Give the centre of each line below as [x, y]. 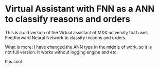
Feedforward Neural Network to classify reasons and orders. [66, 38]
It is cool [14, 61]
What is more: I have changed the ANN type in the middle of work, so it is [79, 47]
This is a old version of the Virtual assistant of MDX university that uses [77, 32]
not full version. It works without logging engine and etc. [62, 52]
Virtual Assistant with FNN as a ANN [80, 9]
